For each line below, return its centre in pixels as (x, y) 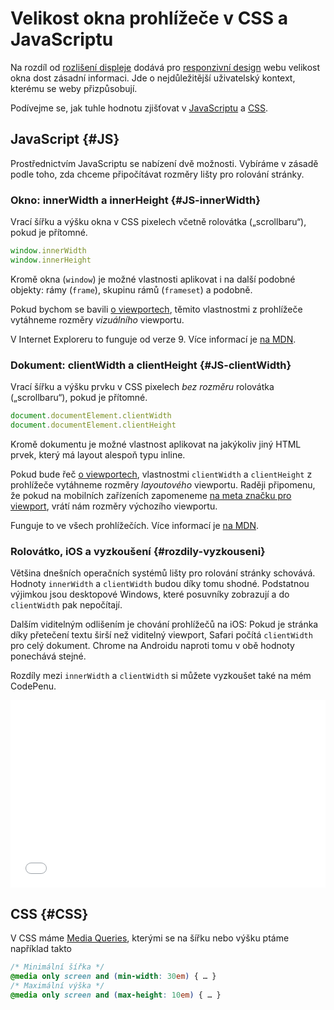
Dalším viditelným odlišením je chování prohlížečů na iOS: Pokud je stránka (164, 624)
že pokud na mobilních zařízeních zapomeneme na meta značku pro (151, 495)
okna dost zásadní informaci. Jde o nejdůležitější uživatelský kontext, (153, 78)
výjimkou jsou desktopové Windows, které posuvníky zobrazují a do (150, 594)
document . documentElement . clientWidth (91, 416)
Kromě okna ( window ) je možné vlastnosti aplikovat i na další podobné (153, 279)
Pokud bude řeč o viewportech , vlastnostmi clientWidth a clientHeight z (161, 474)
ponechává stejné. (48, 656)
